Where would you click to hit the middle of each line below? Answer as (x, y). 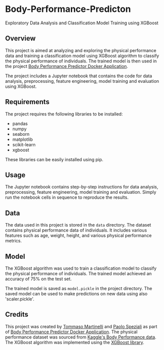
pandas (20, 123)
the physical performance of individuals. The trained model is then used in (81, 61)
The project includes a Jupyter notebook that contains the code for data (79, 76)
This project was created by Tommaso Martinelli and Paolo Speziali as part (81, 326)
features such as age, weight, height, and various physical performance (79, 235)
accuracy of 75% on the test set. (38, 279)
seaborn (21, 134)
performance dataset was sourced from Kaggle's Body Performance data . (81, 337)
